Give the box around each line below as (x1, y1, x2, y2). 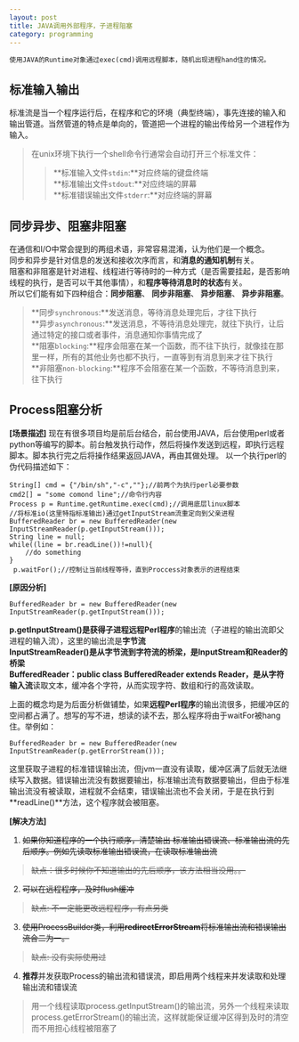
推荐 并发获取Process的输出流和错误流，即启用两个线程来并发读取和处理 (21, 970, 287, 981)
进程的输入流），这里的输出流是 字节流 (9, 635, 146, 646)
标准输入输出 (9, 82, 80, 97)
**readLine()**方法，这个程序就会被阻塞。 (9, 796, 165, 807)
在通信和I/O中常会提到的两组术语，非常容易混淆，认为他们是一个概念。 (9, 244, 270, 254)
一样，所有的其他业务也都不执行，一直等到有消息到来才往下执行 (38, 352, 273, 362)
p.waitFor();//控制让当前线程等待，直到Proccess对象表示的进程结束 (12, 565, 240, 574)
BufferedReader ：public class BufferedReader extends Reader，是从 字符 (9, 669, 285, 680)
